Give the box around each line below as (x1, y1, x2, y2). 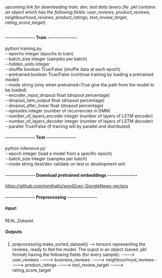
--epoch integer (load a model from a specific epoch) (5, 150, 112, 156)
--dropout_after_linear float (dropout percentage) (5, 103, 104, 108)
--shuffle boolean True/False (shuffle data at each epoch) (5, 66, 121, 72)
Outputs (5, 229, 22, 235)
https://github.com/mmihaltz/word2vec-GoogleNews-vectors (5, 183, 128, 189)
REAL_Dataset (5, 217, 34, 223)
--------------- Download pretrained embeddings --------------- (5, 172, 138, 178)
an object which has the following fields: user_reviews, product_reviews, (5, 9, 151, 15)
